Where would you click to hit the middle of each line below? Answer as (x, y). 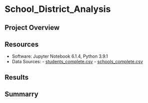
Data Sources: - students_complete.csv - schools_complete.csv (77, 62)
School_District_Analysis (58, 9)
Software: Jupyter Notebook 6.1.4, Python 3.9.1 (60, 56)
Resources (22, 44)
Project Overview (32, 28)
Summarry (21, 94)
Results (17, 77)
